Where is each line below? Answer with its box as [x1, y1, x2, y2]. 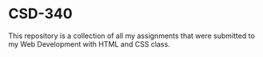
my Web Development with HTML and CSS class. [8, 39, 170, 48]
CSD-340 [8, 5, 74, 23]
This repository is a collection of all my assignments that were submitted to [8, 31, 256, 40]
